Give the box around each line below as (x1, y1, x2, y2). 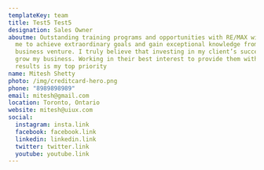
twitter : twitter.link (15, 143, 90, 150)
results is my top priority (15, 63, 108, 71)
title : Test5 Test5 (8, 19, 72, 27)
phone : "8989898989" (8, 84, 76, 92)
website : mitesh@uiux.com (8, 107, 93, 114)
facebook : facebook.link (15, 128, 97, 136)
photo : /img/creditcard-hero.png (8, 77, 118, 85)
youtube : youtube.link (15, 150, 90, 157)
